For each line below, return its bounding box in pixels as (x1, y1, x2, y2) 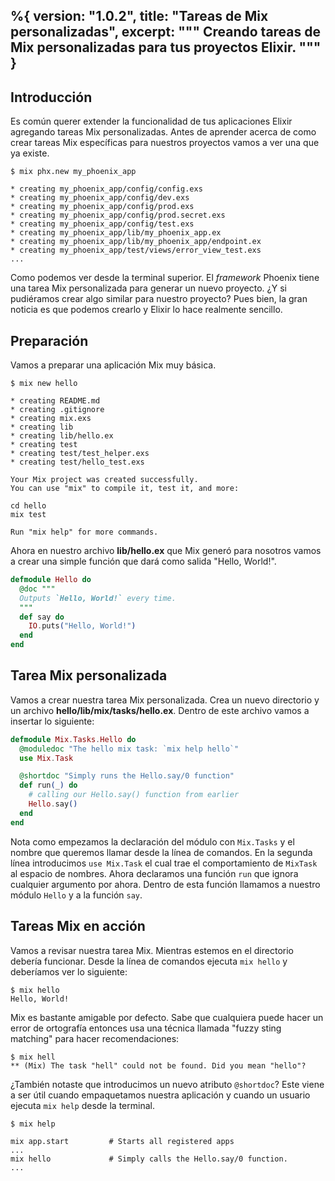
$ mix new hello (10, 379, 78, 389)
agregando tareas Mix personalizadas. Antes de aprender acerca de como (10, 126, 317, 138)
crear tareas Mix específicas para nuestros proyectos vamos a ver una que (10, 137, 320, 149)
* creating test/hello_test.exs (10, 457, 145, 468)
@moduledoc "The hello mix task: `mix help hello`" (19, 744, 240, 754)
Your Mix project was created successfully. (10, 475, 199, 485)
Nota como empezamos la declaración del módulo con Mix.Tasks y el (10, 835, 295, 848)
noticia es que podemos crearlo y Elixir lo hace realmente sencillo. (10, 304, 283, 316)
